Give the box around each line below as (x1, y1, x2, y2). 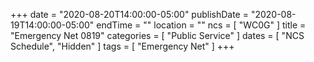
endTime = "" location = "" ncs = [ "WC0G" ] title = (96, 19, 307, 31)
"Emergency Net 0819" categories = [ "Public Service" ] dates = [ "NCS (10, 30, 305, 41)
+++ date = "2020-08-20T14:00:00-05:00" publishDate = (10, 9, 249, 20)
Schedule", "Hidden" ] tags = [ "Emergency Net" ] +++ (10, 40, 235, 52)
